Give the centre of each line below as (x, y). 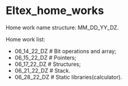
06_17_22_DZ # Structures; (47, 64)
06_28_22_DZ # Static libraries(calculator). (68, 77)
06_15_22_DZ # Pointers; (45, 57)
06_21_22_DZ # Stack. (43, 70)
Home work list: (25, 39)
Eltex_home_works (55, 11)
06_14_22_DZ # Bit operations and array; (66, 51)
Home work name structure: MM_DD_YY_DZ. (62, 27)
